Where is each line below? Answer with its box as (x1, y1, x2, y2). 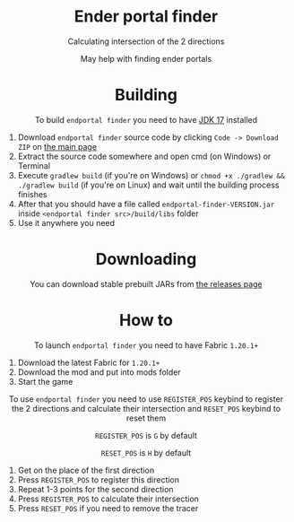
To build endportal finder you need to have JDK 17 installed (34, 114, 258, 125)
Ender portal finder (73, 6, 219, 27)
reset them (125, 413, 167, 423)
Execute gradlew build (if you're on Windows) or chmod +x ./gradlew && (17, 170, 285, 180)
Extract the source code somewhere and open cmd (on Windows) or (17, 151, 272, 161)
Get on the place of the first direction (17, 465, 155, 475)
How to (119, 310, 173, 330)
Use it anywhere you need (17, 217, 115, 228)
